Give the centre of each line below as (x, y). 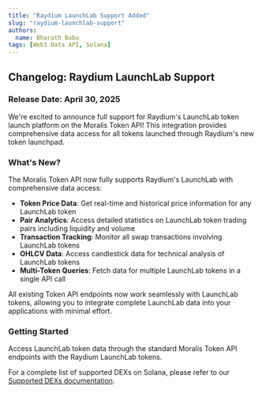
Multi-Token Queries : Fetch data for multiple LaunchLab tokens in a (130, 270)
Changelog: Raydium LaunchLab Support (112, 77)
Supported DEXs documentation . (62, 381)
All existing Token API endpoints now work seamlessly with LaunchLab (123, 294)
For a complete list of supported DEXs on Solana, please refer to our (119, 372)
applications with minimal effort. (60, 311)
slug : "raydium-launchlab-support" (67, 23)
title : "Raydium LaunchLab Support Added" (79, 15)
